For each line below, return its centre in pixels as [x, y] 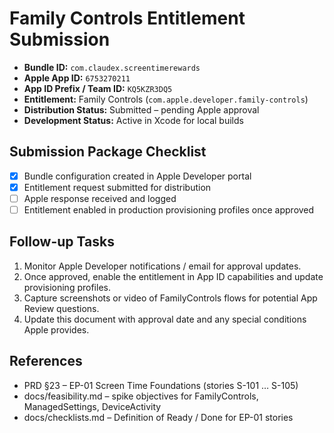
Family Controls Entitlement [127, 18]
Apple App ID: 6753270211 [77, 78]
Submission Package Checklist [108, 152]
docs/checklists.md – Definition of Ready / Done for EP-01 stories [158, 417]
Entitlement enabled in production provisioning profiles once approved [169, 209]
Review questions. [61, 308]
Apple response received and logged [100, 198]
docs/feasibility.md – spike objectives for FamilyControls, [141, 396]
